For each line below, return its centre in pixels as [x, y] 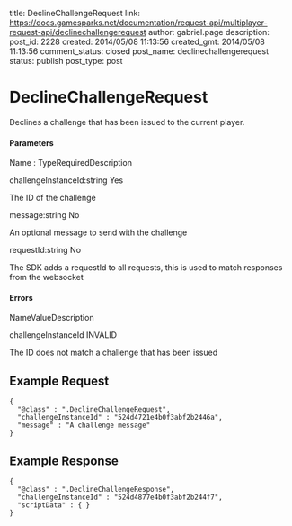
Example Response [64, 461]
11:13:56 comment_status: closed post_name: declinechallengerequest [139, 51]
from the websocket [46, 277]
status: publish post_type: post [66, 61]
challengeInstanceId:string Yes [66, 180]
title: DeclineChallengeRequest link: [75, 13]
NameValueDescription [52, 318]
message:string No [44, 215]
